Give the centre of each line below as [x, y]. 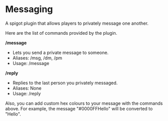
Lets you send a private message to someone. [61, 52]
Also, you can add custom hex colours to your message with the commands [84, 103]
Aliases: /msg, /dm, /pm [37, 58]
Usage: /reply [27, 93]
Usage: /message [31, 63]
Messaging [29, 9]
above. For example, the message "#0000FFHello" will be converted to [79, 108]
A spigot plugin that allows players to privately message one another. [77, 23]
